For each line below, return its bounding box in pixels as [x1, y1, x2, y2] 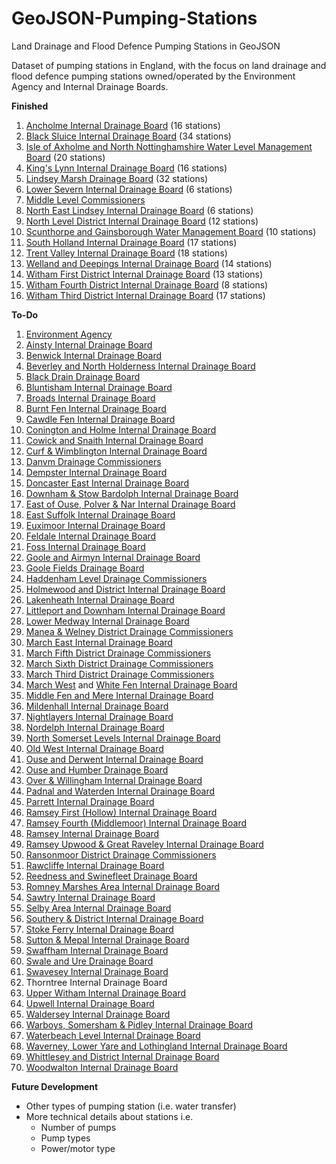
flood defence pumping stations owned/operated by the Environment [11, 70, 296, 82]
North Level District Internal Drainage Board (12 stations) [25, 215, 259, 227]
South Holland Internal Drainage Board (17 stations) [25, 236, 238, 248]
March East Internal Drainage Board [25, 636, 173, 648]
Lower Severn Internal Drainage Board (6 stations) [25, 183, 233, 195]
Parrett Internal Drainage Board [25, 795, 155, 807]
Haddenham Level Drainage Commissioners [25, 572, 208, 584]
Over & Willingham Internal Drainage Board [25, 774, 203, 786]
